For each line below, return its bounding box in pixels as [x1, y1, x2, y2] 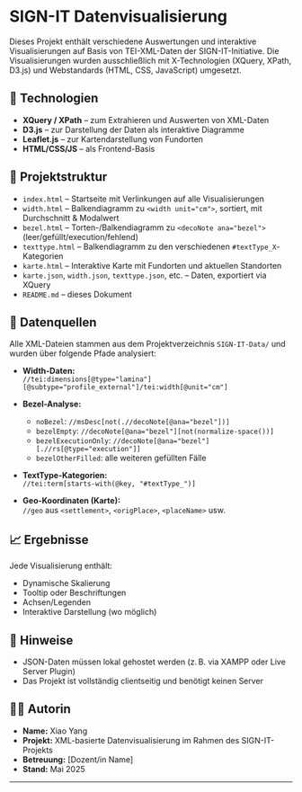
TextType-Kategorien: [22, 470, 108, 481]
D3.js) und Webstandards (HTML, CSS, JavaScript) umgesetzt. [9, 65, 243, 76]
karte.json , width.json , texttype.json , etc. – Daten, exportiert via [22, 270, 267, 280]
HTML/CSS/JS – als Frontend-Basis [22, 143, 155, 154]
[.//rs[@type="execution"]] [35, 445, 141, 454]
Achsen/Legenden [22, 597, 92, 608]
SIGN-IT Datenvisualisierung [9, 6, 227, 27]
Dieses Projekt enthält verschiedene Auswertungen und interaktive [9, 36, 257, 47]
